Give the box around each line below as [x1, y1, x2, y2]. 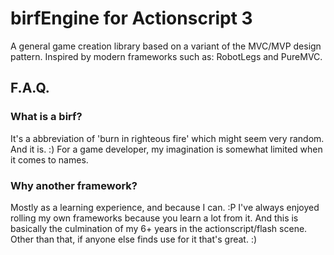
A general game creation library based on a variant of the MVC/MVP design [10, 40, 322, 52]
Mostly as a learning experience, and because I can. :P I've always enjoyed [10, 201, 320, 213]
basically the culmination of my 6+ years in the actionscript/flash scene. [10, 222, 308, 234]
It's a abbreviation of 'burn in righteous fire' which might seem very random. [10, 132, 325, 144]
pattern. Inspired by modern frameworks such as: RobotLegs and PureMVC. [10, 50, 323, 62]
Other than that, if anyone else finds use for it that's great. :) [10, 233, 258, 245]
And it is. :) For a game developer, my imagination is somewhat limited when [10, 143, 323, 155]
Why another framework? [10, 178, 138, 192]
